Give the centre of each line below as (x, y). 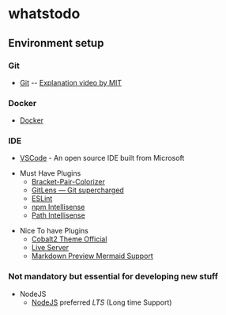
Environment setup (56, 43)
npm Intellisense (58, 207)
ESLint (42, 199)
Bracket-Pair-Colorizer (68, 182)
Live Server (50, 248)
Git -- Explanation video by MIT (71, 82)
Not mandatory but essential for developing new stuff (113, 276)
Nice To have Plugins (54, 231)
